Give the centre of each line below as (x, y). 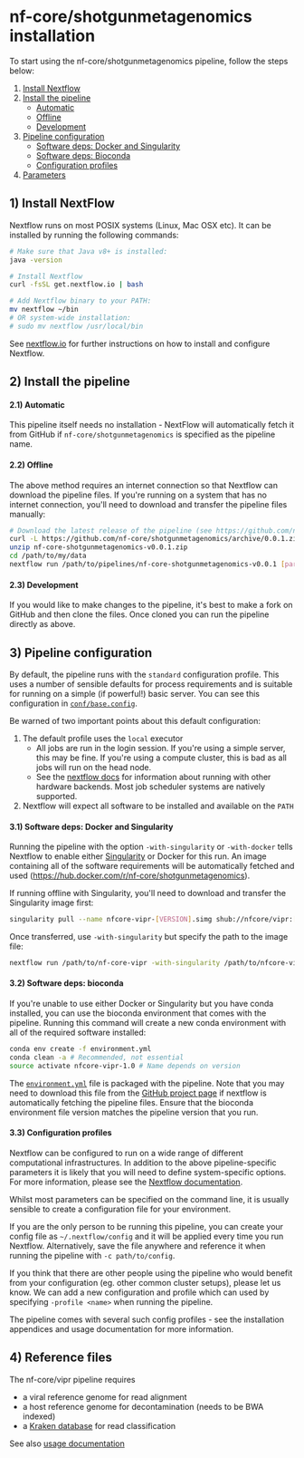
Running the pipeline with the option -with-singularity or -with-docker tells (151, 847)
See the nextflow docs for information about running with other (153, 777)
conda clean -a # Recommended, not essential (96, 1057)
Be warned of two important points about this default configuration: (135, 720)
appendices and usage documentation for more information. (122, 1328)
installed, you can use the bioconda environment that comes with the (138, 1013)
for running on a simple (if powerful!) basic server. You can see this (135, 693)
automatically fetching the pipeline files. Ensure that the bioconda (131, 1102)
